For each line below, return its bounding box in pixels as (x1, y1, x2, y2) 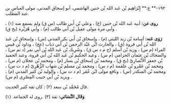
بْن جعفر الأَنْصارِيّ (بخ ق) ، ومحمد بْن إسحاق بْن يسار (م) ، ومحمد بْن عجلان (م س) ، (5, 57, 163, 64)
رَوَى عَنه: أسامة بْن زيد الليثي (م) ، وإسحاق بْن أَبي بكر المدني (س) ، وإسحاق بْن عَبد (5, 36, 162, 41)
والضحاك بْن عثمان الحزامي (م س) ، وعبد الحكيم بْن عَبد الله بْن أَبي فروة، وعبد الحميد (5, 52, 166, 58)
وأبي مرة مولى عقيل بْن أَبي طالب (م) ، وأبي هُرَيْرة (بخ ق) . (5, 26, 117, 32)
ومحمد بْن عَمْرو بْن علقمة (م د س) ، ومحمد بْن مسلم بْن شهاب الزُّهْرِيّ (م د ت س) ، (5, 63, 164, 69)
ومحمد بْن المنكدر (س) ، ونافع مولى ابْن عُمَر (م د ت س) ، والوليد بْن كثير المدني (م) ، (5, 68, 166, 74)
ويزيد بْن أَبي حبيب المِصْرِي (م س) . (5, 74, 72, 79)
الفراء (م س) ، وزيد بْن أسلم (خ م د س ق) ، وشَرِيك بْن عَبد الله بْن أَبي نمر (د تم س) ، (5, 47, 166, 52)
